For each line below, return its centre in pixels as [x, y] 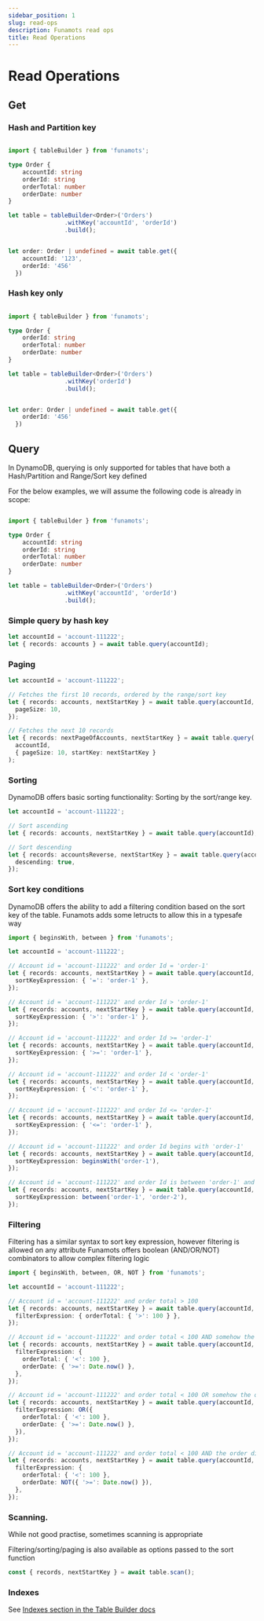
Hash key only [36, 293]
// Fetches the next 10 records [61, 731]
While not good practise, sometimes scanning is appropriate [106, 1535]
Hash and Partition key [52, 127]
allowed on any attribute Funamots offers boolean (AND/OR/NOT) [114, 1250]
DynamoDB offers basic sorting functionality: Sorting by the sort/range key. [130, 798]
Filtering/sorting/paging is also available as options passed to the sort [121, 1549]
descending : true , [46, 862]
